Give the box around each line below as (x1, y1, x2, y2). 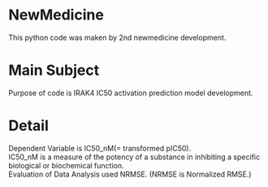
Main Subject (8, 61, 100, 80)
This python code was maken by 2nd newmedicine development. (8, 33, 227, 42)
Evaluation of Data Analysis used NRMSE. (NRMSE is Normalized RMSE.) (8, 169, 252, 179)
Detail (8, 116, 49, 135)
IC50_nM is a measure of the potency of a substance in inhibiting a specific (8, 152, 261, 162)
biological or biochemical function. (8, 160, 124, 170)
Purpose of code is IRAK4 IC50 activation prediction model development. (8, 88, 253, 98)
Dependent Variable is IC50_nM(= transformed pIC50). (8, 143, 192, 153)
